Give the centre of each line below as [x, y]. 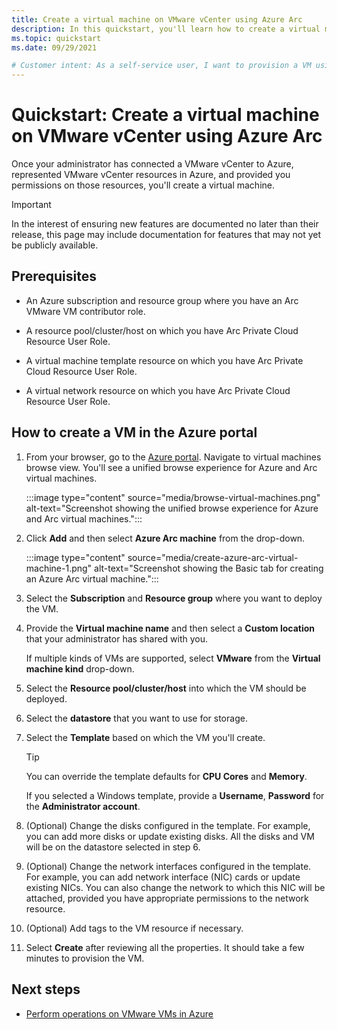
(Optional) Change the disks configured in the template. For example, [168, 825]
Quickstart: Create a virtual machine [165, 115]
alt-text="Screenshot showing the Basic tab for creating [209, 568]
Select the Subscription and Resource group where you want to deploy [174, 598]
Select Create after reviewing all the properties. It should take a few [165, 947]
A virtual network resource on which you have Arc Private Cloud [158, 390]
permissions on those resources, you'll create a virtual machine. [143, 185]
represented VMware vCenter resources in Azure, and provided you [151, 175]
